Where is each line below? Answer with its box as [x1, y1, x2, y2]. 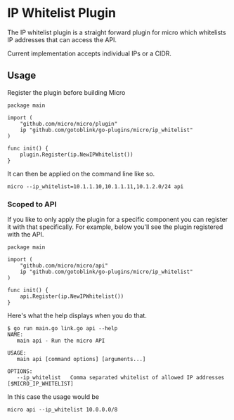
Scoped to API [7, 199, 57, 209]
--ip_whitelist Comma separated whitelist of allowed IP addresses [16, 374, 225, 381]
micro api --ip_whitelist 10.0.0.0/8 [7, 406, 118, 414]
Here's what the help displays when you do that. [7, 311, 148, 320]
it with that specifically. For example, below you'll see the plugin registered [7, 223, 223, 231]
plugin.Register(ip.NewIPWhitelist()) [20, 151, 134, 158]
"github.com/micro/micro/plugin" [20, 120, 118, 127]
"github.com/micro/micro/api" [20, 262, 109, 270]
